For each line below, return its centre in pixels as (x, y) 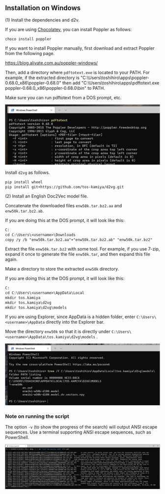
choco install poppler (28, 39)
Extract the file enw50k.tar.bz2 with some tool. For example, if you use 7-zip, (82, 249)
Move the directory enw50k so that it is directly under (58, 331)
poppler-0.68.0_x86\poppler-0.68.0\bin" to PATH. (55, 88)
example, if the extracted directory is (42, 78)
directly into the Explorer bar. (75, 322)
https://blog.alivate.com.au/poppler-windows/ (52, 63)
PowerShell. (17, 438)
